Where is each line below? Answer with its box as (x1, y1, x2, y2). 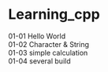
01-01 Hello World (8, 31, 66, 41)
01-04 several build (8, 56, 71, 66)
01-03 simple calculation (8, 48, 88, 57)
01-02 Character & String (8, 39, 89, 49)
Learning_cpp (8, 5, 100, 23)
